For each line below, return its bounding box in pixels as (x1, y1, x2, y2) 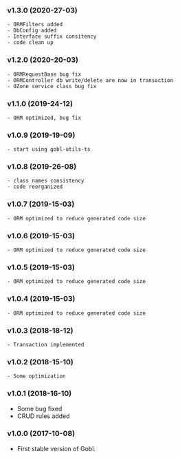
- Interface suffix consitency (7, 33, 97, 40)
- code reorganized (7, 183, 63, 191)
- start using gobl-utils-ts (7, 146, 91, 153)
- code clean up (7, 39, 54, 46)
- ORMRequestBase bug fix (7, 71, 81, 78)
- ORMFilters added (7, 21, 63, 28)
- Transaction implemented (7, 341, 85, 348)
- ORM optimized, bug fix (7, 114, 81, 121)
